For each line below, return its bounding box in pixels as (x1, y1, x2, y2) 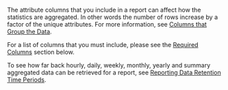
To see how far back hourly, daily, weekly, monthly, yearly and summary (7, 61, 211, 69)
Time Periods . (7, 76, 47, 84)
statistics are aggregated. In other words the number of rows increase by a (7, 13, 218, 21)
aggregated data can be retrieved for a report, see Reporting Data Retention (7, 68, 221, 76)
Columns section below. (7, 48, 75, 56)
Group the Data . (7, 27, 53, 35)
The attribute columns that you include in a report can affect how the (7, 6, 201, 14)
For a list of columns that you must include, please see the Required (7, 41, 199, 48)
